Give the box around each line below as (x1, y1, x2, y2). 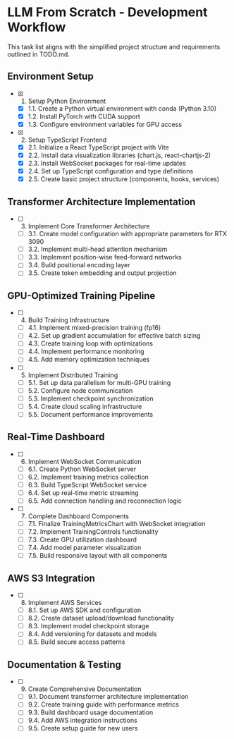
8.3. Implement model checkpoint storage (27, 622, 149, 630)
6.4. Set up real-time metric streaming (27, 488, 139, 497)
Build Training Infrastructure (27, 316, 110, 324)
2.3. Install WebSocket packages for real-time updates (27, 159, 187, 168)
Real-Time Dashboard (7, 431, 105, 443)
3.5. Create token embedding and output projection (27, 269, 178, 277)
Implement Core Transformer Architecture (27, 222, 150, 231)
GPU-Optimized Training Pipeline (7, 290, 156, 302)
